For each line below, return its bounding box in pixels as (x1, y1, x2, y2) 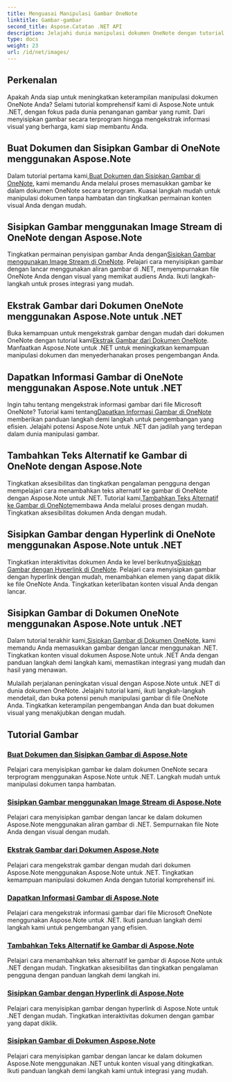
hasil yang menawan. (7, 666, 68, 674)
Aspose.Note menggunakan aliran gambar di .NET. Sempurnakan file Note (7, 820, 220, 828)
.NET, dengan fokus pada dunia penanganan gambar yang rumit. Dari (7, 107, 206, 116)
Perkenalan (7, 74, 57, 87)
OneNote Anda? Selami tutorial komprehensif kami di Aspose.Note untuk (7, 100, 215, 108)
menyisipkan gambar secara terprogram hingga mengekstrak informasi (7, 115, 210, 123)
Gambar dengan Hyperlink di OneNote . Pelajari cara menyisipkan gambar (7, 565, 217, 574)
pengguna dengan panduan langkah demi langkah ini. (7, 971, 161, 979)
